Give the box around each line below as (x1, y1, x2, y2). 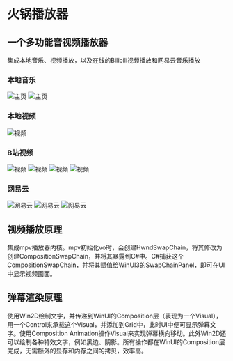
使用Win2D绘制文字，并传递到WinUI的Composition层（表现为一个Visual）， (7, 312, 223, 320)
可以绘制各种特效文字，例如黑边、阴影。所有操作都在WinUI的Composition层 (7, 337, 225, 346)
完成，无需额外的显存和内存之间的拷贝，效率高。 (7, 346, 147, 355)
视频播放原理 (7, 224, 63, 236)
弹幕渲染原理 (7, 292, 63, 304)
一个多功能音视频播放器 (7, 36, 108, 48)
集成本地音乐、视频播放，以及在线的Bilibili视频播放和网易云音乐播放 (7, 56, 201, 64)
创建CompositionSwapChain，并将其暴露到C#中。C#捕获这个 (7, 252, 184, 260)
